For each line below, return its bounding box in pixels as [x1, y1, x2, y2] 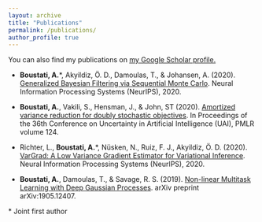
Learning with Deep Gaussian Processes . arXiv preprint [19, 183, 199, 193]
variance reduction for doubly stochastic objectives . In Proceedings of [19, 111, 248, 120]
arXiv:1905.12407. [19, 191, 76, 201]
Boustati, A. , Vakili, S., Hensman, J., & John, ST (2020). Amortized [19, 102, 236, 112]
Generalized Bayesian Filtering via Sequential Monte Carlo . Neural [19, 79, 234, 88]
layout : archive [8, 11, 61, 20]
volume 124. [19, 128, 59, 137]
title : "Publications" [8, 19, 83, 27]
